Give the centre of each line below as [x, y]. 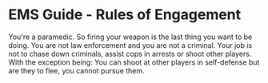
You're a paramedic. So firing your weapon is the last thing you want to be [130, 37]
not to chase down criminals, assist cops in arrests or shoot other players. [130, 53]
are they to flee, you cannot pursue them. [77, 70]
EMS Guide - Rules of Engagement [125, 15]
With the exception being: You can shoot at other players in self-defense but [134, 62]
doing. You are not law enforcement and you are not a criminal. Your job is [130, 45]
